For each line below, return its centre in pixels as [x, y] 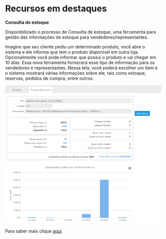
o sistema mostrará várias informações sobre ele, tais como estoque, [76, 73]
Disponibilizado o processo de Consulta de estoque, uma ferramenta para [81, 32]
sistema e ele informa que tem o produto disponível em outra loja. [72, 52]
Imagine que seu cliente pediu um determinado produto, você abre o [75, 47]
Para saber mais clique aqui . [34, 231]
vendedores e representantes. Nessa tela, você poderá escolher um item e [81, 68]
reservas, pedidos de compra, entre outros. [50, 78]
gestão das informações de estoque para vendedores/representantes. [77, 37]
